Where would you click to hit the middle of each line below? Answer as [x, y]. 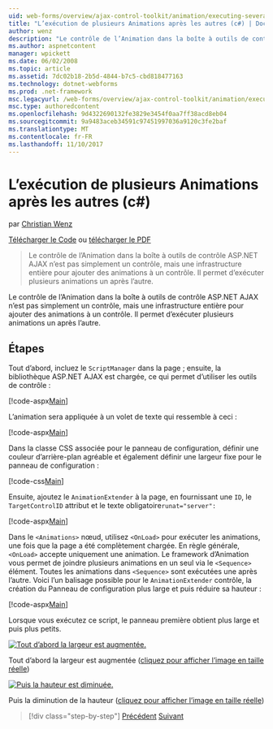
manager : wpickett [39, 54]
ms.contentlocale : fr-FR [50, 136]
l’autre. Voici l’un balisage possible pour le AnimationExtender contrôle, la [130, 580]
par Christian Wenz [41, 224]
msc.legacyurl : [34, 99]
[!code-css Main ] [36, 481]
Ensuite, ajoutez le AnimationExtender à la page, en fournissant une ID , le [130, 497]
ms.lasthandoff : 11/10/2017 [56, 144]
